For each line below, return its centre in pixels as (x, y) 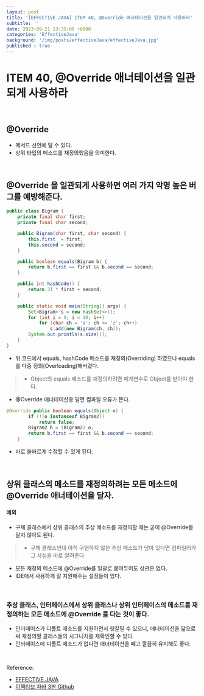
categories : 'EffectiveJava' (43, 35)
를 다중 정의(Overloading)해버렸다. (57, 365)
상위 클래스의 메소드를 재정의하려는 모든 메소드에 (92, 484)
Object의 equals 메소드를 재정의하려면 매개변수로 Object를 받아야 (109, 379)
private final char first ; (51, 217)
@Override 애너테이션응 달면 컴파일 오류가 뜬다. (72, 399)
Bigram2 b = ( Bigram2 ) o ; (61, 428)
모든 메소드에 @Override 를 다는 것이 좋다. (90, 614)
